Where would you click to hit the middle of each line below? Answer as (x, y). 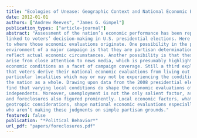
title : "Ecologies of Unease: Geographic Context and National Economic (97, 11)
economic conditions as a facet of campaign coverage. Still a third (93, 66)
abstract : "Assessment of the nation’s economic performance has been (94, 33)
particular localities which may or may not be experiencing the (87, 77)
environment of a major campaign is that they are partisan (81, 50)
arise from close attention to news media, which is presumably (86, 60)
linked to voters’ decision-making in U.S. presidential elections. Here (98, 39)
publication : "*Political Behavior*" (52, 121)
